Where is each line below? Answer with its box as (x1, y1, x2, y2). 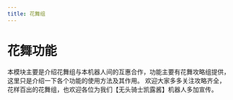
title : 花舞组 (7, 10, 46, 18)
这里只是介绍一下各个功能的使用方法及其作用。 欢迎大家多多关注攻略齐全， (7, 76, 226, 85)
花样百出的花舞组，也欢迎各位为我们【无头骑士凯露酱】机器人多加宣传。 (7, 85, 217, 94)
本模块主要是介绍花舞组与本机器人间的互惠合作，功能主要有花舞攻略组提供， (7, 68, 230, 76)
